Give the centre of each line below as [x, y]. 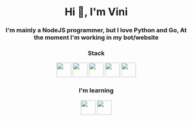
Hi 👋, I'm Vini [96, 12]
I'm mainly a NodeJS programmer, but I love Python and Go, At [96, 30]
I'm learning [96, 91]
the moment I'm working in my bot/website [96, 37]
